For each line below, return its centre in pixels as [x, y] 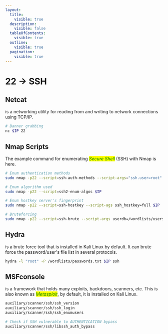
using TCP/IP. [19, 117]
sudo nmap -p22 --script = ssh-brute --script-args [58, 219]
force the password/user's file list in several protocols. [61, 252]
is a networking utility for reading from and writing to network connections [82, 112]
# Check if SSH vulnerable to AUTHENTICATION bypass [61, 322]
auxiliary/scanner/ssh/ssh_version [42, 303]
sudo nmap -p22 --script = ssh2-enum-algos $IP [53, 192]
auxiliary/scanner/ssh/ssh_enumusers [44, 313]
